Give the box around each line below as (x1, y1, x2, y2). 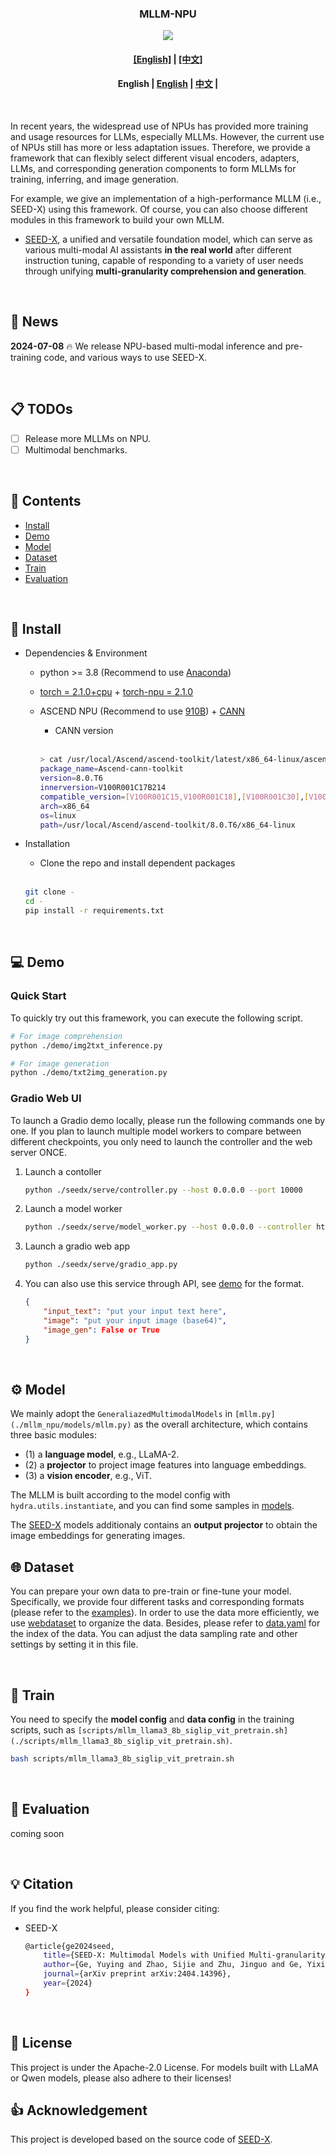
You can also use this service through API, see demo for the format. (24, 1278, 305, 1290)
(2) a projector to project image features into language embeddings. (24, 1459, 307, 1471)
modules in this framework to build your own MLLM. (10, 214, 225, 226)
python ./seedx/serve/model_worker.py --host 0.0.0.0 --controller (24, 1222, 312, 1232)
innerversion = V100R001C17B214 (39, 783, 167, 793)
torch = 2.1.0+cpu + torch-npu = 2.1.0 (39, 686, 194, 698)
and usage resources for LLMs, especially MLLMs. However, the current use (10, 131, 325, 143)
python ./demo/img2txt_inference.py (10, 1040, 163, 1051)
